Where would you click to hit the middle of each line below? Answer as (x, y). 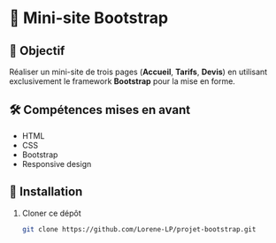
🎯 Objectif (37, 51)
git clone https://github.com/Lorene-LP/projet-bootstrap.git (139, 229)
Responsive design (57, 163)
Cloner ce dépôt (51, 213)
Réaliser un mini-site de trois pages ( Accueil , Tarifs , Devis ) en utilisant (138, 72)
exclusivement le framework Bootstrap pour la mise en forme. (123, 81)
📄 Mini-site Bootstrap (89, 18)
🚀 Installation (46, 192)
